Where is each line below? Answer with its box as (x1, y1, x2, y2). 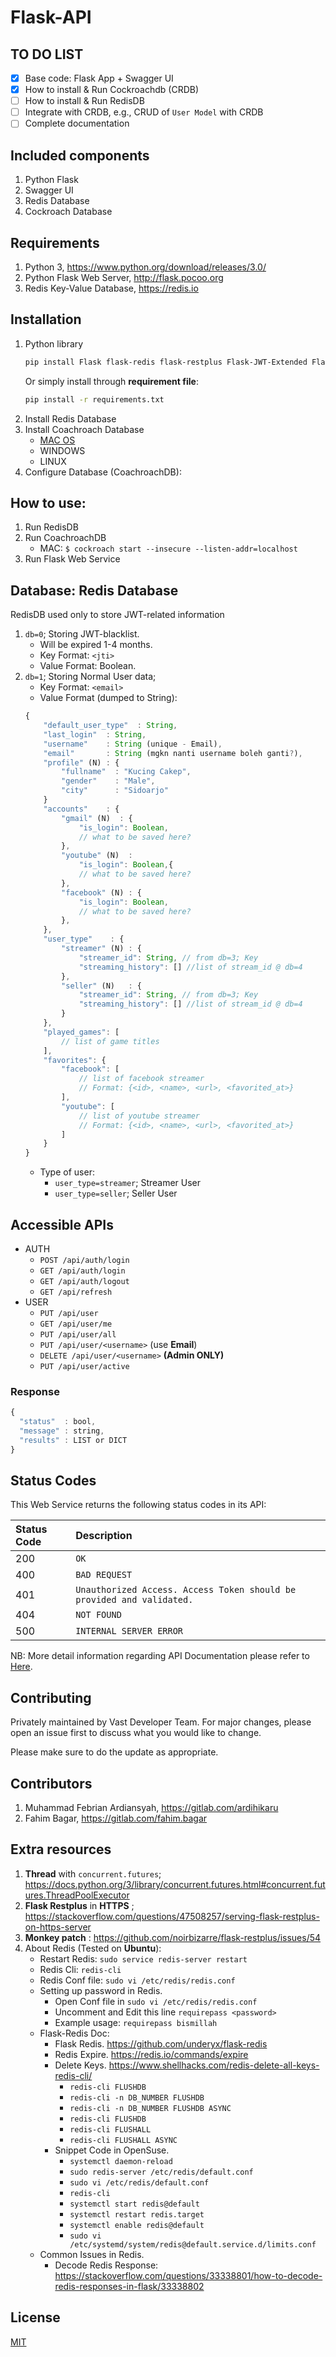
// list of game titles (61, 1036, 160, 1046)
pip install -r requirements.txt (24, 394, 165, 405)
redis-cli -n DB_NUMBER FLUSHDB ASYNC (69, 2103, 232, 2113)
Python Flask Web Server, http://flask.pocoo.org (24, 271, 224, 283)
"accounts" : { (43, 804, 120, 814)
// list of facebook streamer (78, 1074, 205, 1084)
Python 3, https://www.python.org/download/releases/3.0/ (24, 261, 267, 273)
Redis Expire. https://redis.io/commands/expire (54, 2048, 249, 2060)
